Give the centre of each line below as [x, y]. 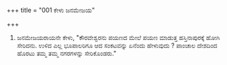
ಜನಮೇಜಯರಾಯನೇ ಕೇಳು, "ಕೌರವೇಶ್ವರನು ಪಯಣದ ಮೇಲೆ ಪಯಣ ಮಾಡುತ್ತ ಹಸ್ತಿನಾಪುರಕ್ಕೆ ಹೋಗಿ [118, 37]
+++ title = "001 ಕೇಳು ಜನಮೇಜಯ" [51, 10]
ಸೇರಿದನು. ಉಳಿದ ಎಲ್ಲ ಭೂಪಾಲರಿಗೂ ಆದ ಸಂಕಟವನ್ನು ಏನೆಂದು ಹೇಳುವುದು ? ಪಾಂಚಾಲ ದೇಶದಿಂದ [117, 45]
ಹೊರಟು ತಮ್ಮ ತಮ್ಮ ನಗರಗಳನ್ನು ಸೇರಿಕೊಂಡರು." [67, 53]
